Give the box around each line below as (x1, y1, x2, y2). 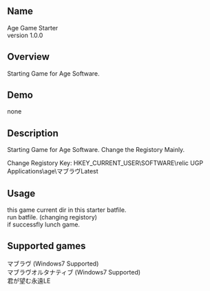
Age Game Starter (7, 23, 59, 32)
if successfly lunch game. (7, 220, 81, 229)
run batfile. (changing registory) (7, 213, 98, 222)
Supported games (7, 240, 86, 252)
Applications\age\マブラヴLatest (7, 167, 98, 175)
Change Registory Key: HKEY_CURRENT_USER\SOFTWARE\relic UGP (7, 159, 204, 167)
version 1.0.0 (7, 31, 43, 39)
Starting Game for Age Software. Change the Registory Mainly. (7, 146, 185, 154)
